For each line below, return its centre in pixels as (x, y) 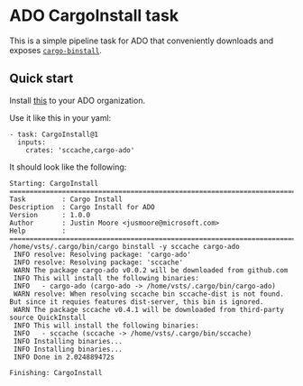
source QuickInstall (48, 317)
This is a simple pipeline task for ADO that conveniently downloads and (142, 41)
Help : (38, 231)
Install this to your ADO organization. (78, 100)
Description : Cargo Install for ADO (82, 207)
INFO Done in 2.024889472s (64, 357)
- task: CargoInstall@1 (54, 134)
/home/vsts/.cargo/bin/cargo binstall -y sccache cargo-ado (125, 246)
